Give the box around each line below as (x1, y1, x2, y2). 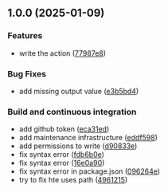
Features (7, 30, 43, 41)
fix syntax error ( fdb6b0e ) (18, 150, 105, 159)
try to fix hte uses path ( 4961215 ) (18, 175, 128, 185)
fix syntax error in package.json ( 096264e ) (18, 167, 161, 176)
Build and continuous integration (7, 106, 137, 117)
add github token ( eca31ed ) (18, 124, 110, 134)
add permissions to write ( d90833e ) (18, 141, 138, 151)
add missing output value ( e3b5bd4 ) (18, 86, 139, 96)
